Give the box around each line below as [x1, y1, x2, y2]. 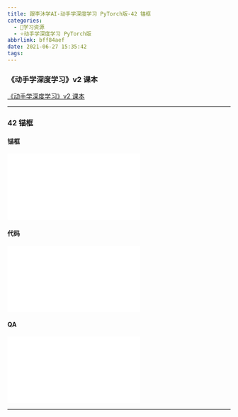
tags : [7, 50, 23, 57]
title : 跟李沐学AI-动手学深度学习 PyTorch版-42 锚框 [7, 10, 151, 18]
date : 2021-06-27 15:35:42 [7, 43, 87, 50]
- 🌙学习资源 [13, 23, 45, 30]
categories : [7, 17, 42, 24]
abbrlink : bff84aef [7, 37, 65, 44]
